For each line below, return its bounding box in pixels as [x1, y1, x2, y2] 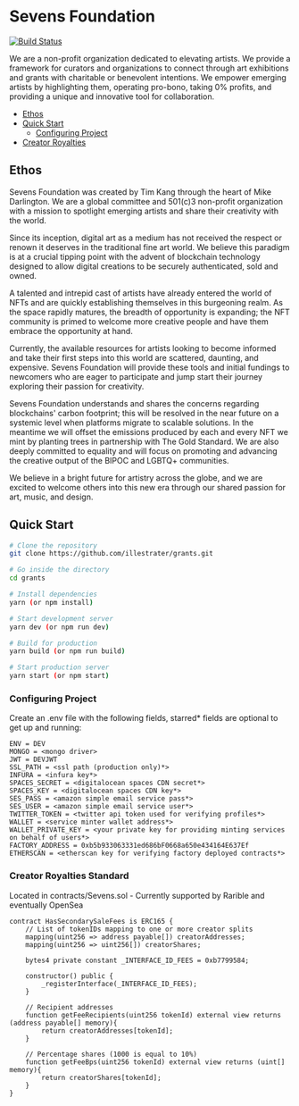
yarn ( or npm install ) [9, 598, 94, 607]
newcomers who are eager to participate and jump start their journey [9, 371, 263, 381]
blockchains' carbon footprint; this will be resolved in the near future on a [9, 407, 279, 418]
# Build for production [9, 639, 98, 648]
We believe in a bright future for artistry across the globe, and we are [9, 472, 263, 483]
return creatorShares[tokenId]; [41, 1073, 162, 1082]
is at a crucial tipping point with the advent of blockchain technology [9, 251, 261, 262]
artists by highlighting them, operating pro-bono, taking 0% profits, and [9, 81, 272, 92]
